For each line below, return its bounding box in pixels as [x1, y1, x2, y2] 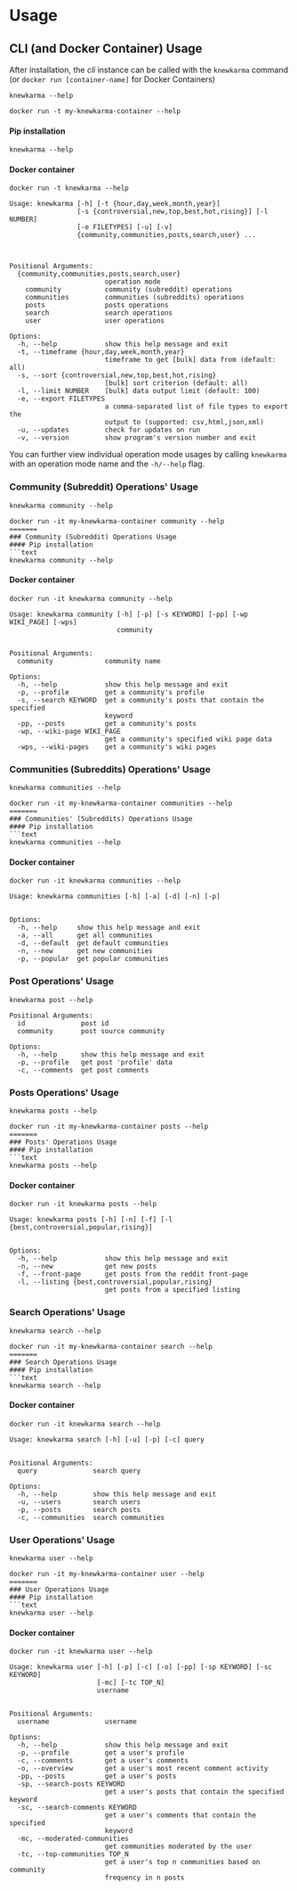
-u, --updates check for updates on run [17, 425, 201, 435]
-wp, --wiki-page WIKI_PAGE [17, 727, 122, 736]
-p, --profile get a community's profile [17, 687, 205, 696]
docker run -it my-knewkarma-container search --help [9, 1342, 213, 1351]
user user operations [25, 317, 165, 325]
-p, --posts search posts [17, 1505, 141, 1514]
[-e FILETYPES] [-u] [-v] [76, 223, 173, 232]
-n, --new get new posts [17, 1262, 157, 1271]
